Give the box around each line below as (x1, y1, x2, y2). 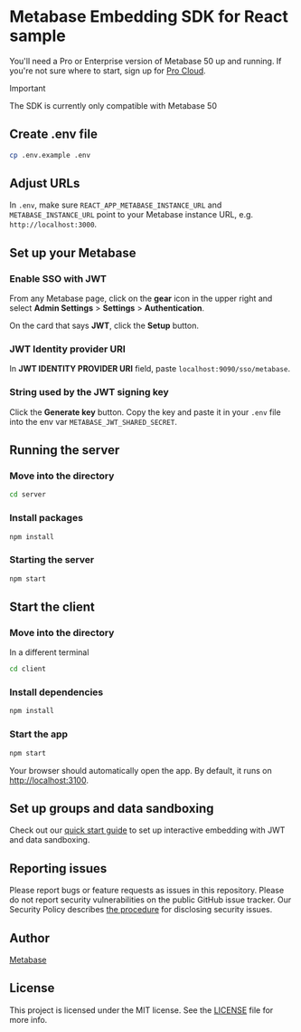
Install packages (9, 512, 84, 525)
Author (9, 931, 50, 946)
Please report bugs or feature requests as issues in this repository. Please (9, 885, 285, 896)
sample (9, 25, 66, 46)
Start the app (9, 728, 69, 740)
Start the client (9, 600, 95, 615)
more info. (9, 1014, 48, 1025)
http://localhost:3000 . (9, 219, 98, 230)
